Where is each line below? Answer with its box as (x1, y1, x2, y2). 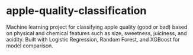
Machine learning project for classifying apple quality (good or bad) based (6, 23, 188, 30)
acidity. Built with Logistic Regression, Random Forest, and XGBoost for (6, 36, 180, 43)
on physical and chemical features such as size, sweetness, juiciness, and (6, 29, 188, 36)
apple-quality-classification (6, 4, 147, 18)
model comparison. (6, 42, 53, 49)
